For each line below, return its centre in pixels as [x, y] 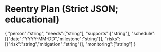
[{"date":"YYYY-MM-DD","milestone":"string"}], [54, 39]
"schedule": [144, 33]
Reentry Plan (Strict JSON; [62, 9]
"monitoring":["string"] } [110, 44]
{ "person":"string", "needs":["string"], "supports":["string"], [68, 33]
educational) [32, 20]
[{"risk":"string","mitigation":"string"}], [44, 44]
